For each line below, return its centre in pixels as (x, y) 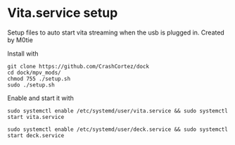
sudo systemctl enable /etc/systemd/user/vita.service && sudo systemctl (118, 111)
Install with (23, 53)
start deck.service (36, 135)
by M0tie (20, 39)
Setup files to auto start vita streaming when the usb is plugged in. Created (116, 32)
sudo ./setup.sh (31, 85)
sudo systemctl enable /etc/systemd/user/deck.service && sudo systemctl (118, 129)
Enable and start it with (40, 98)
